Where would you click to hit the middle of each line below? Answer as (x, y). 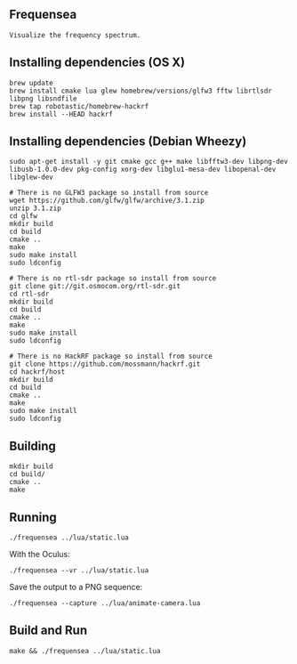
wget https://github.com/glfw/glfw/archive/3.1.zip (107, 201)
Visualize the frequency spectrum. (75, 35)
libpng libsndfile (43, 98)
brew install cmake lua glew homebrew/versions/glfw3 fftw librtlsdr (141, 91)
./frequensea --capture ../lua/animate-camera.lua (105, 603)
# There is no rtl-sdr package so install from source (113, 279)
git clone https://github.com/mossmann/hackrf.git (105, 364)
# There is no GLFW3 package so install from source (109, 193)
